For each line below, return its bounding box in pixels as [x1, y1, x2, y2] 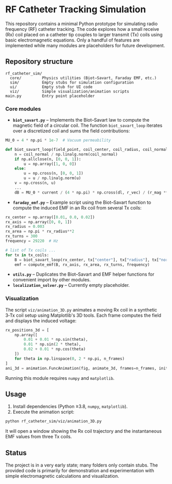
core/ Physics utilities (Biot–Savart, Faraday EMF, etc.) [10, 75, 157, 81]
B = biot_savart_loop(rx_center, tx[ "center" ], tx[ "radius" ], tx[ [14, 257, 159, 262]
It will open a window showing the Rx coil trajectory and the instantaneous [5, 428, 162, 434]
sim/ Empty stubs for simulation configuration [10, 80, 134, 85]
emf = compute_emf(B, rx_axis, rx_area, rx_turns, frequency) [14, 262, 150, 267]
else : [14, 166, 27, 171]
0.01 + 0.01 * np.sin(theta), [24, 337, 88, 342]
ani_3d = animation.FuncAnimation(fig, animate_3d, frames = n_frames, [5, 365, 157, 371]
